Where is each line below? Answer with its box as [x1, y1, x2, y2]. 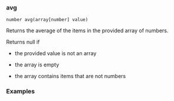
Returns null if [6, 39, 40, 46]
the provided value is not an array [14, 50, 97, 57]
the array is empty [14, 61, 60, 68]
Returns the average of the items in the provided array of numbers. [6, 27, 169, 34]
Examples [6, 87, 35, 96]
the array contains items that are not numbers [14, 73, 126, 80]
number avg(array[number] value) [6, 17, 88, 23]
